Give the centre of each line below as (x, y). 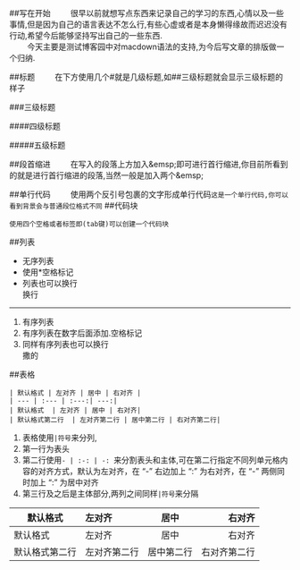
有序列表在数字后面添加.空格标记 (82, 333)
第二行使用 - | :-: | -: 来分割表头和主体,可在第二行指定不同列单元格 (151, 460)
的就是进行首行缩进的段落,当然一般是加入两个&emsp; (106, 175)
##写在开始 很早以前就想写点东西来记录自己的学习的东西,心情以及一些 (146, 13)
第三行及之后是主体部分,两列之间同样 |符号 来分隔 (110, 493)
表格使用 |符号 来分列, (59, 438)
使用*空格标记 (48, 272)
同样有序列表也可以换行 (65, 344)
